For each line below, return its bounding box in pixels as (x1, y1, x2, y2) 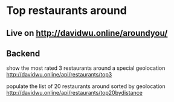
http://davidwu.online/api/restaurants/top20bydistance (6, 89, 143, 97)
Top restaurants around (6, 4, 127, 18)
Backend (6, 48, 40, 58)
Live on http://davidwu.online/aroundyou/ (6, 28, 168, 38)
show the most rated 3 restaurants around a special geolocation (6, 64, 166, 72)
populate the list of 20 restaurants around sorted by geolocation (6, 83, 166, 90)
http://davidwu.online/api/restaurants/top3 (6, 71, 112, 78)
